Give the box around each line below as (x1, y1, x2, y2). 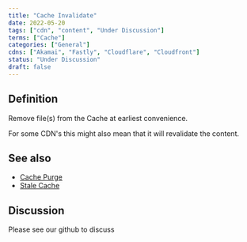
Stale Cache (19, 181, 60, 191)
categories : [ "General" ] (8, 41, 90, 49)
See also (8, 151, 51, 164)
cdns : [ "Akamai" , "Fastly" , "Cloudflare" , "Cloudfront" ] (8, 48, 200, 56)
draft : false (8, 63, 51, 71)
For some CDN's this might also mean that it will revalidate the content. (8, 128, 240, 138)
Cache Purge (19, 172, 63, 182)
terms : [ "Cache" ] (8, 33, 66, 42)
